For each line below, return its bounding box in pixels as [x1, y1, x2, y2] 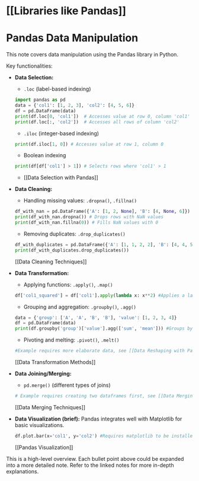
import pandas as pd [14, 97, 66, 103]
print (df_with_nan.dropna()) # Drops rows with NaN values [14, 214, 164, 220]
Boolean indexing [23, 152, 66, 159]
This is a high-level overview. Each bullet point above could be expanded [6, 455, 184, 462]
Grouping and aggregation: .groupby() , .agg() [23, 303, 136, 310]
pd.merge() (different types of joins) [23, 381, 111, 388]
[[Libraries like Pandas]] [6, 4, 126, 18]
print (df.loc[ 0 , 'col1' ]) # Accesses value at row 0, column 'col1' [14, 113, 191, 119]
